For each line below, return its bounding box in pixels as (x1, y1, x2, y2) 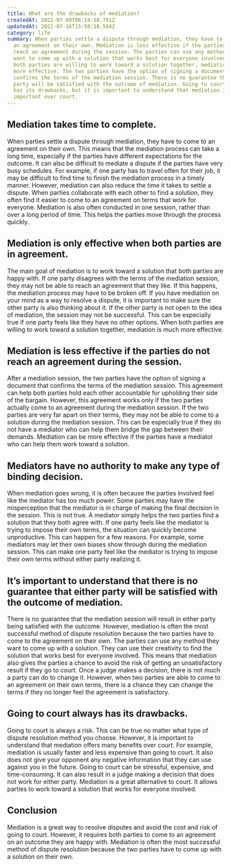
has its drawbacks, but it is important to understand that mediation (13, 87, 220, 94)
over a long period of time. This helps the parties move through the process (7, 210, 221, 218)
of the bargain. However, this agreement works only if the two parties (7, 396, 203, 404)
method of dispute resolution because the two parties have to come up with (7, 845, 222, 853)
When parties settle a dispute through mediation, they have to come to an (7, 137, 215, 145)
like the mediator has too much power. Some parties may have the (7, 497, 195, 505)
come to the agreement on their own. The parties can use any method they (7, 637, 220, 645)
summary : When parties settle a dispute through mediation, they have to (7, 36, 223, 43)
